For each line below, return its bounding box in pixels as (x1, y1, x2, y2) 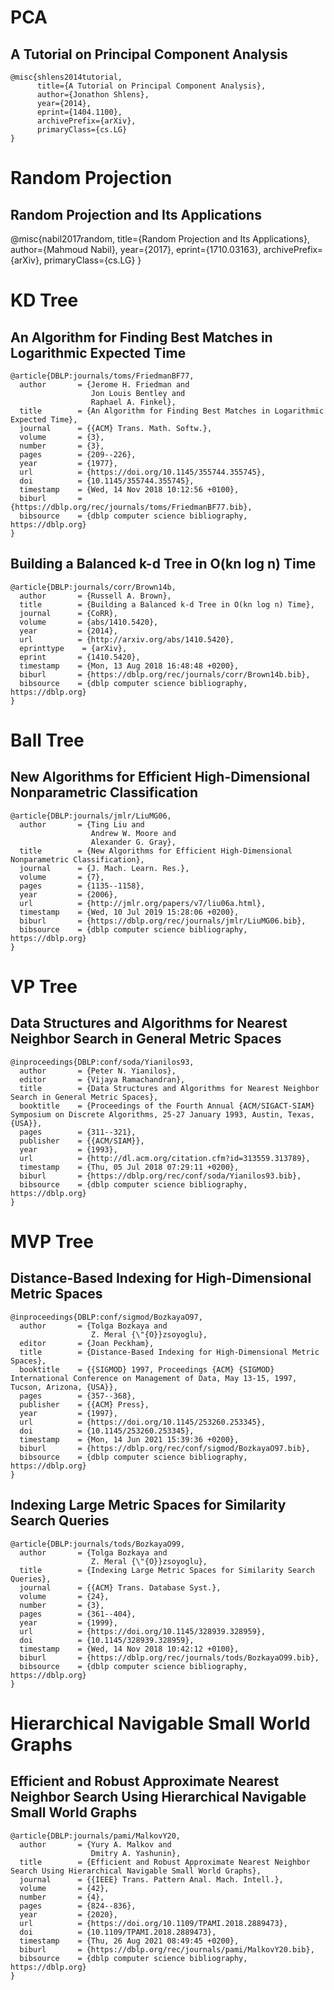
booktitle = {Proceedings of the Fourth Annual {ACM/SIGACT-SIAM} (19, 1101, 315, 1111)
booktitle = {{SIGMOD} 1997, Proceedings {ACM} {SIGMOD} (19, 1364, 275, 1375)
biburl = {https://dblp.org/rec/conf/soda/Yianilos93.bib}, (19, 1171, 302, 1181)
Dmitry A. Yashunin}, (90, 1848, 182, 1858)
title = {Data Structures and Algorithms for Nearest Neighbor (19, 1083, 320, 1093)
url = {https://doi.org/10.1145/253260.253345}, (19, 1417, 267, 1427)
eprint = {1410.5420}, (19, 652, 141, 662)
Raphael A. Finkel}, (90, 397, 177, 407)
